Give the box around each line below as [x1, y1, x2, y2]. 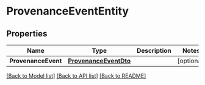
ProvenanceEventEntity [6, 4, 129, 18]
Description [136, 47, 172, 55]
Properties [6, 29, 48, 39]
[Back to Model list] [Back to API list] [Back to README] [6, 72, 146, 80]
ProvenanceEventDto [68, 56, 131, 65]
